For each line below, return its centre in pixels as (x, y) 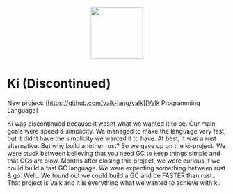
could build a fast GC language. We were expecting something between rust (116, 168)
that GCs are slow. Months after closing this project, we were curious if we (114, 161)
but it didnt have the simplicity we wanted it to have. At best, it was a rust (112, 138)
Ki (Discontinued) (59, 84)
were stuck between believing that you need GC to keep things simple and (114, 153)
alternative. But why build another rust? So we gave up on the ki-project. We (116, 145)
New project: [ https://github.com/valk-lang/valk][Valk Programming (104, 103)
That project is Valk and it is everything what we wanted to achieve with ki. (114, 183)
